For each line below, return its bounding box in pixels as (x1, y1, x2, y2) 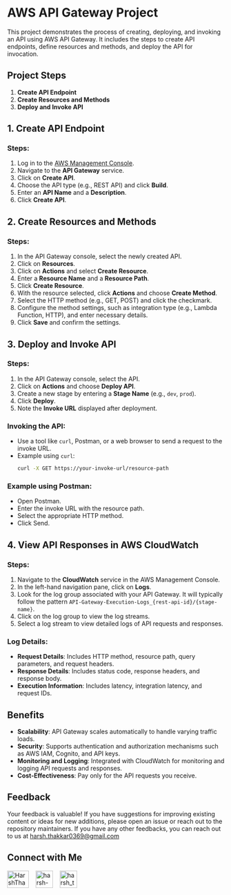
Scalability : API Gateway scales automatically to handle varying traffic (17, 727, 217, 736)
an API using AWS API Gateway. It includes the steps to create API (7, 35, 195, 43)
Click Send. (17, 519, 50, 528)
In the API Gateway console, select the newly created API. (17, 252, 182, 260)
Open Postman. (17, 497, 62, 506)
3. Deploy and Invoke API (7, 338, 117, 350)
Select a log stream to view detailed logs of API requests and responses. (17, 619, 223, 628)
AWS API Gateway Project (7, 5, 159, 21)
